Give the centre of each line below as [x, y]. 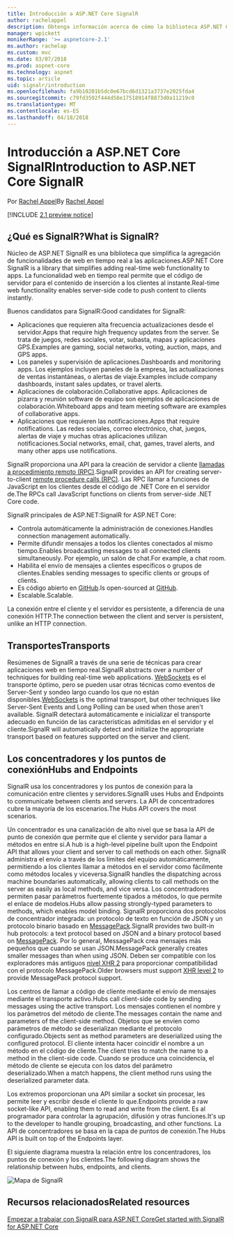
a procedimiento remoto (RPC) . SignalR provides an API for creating [103, 472]
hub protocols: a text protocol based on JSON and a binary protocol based [114, 933]
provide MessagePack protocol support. [65, 978]
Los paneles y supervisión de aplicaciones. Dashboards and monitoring [119, 362]
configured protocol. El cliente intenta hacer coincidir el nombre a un [106, 1043]
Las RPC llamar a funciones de [165, 480]
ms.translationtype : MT [42, 105]
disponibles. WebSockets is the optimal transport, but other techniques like [114, 699]
